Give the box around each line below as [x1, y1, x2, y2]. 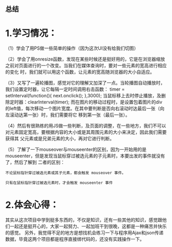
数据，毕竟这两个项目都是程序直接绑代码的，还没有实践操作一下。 [5, 236, 144, 242]
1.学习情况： [5, 27, 57, 39]
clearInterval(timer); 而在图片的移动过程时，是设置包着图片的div [27, 99, 163, 105]
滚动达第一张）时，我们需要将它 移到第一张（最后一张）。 [9, 112, 130, 118]
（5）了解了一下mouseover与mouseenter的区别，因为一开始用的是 [5, 147, 147, 153]
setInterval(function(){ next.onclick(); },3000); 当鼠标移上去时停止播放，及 [5, 93, 162, 99]
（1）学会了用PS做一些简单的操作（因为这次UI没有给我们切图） [5, 45, 139, 51]
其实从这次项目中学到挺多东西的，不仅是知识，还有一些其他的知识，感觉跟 [5, 217, 162, 223]
